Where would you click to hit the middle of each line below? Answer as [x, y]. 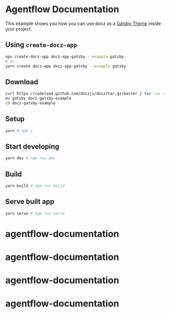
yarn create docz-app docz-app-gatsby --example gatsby [66, 66]
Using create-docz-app [41, 45]
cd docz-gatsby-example [31, 103]
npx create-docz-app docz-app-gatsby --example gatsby [65, 56]
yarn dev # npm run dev [31, 158]
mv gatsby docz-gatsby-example [38, 98]
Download [22, 82]
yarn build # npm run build [35, 186]
